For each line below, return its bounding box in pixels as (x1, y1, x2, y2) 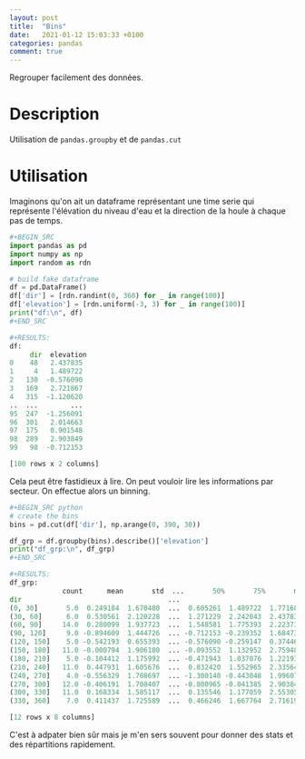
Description (9, 104, 100, 125)
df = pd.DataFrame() (9, 283, 88, 292)
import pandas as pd (9, 241, 88, 250)
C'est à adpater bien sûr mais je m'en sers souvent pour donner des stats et (9, 729, 293, 740)
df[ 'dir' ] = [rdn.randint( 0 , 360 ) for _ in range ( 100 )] (9, 292, 225, 301)
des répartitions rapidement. (9, 739, 116, 750)
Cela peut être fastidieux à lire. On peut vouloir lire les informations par (9, 475, 274, 486)
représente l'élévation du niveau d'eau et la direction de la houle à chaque (9, 205, 286, 216)
